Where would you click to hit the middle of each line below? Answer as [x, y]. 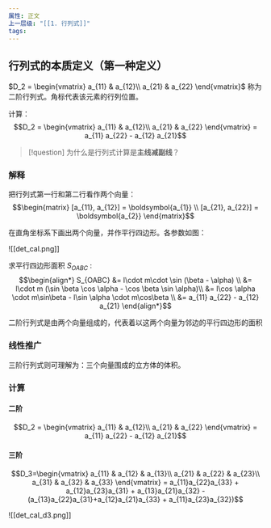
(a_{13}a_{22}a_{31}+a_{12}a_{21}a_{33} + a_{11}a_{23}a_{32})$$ [135, 499]
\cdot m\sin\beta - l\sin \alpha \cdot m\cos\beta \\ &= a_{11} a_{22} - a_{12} [135, 298]
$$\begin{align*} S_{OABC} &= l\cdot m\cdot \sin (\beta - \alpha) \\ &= [135, 281]
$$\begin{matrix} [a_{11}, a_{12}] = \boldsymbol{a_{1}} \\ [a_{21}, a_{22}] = [135, 208]
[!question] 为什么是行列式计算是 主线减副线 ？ [104, 152]
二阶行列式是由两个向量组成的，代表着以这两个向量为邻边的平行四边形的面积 [135, 323]
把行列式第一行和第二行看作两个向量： [72, 194]
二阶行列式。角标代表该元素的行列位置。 [75, 97]
